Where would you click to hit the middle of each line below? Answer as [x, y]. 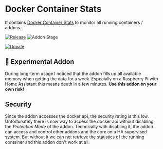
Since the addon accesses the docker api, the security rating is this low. [77, 116]
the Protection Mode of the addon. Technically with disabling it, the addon [79, 126]
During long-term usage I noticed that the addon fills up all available [73, 74]
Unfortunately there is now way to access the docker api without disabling [80, 121]
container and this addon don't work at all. [47, 142]
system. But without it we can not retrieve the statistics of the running [75, 137]
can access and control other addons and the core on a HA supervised [76, 131]
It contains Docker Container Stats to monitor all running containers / [74, 22]
